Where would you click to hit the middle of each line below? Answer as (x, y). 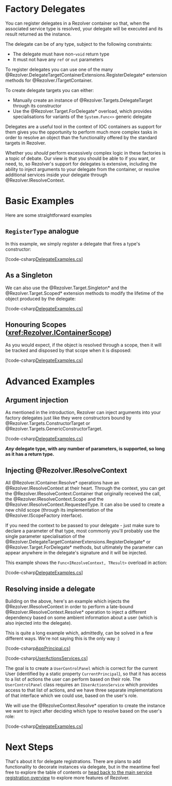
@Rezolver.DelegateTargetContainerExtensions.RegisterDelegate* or (78, 542)
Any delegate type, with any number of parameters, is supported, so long (85, 449)
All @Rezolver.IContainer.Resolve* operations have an (62, 483)
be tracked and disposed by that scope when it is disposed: (69, 350)
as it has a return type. (30, 454)
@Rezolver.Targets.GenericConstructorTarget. (54, 429)
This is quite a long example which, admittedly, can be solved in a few (79, 633)
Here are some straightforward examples (49, 215)
